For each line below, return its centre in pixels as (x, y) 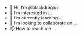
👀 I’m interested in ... (31, 13)
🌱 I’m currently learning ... (36, 18)
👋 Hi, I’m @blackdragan (34, 8)
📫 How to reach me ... (33, 28)
